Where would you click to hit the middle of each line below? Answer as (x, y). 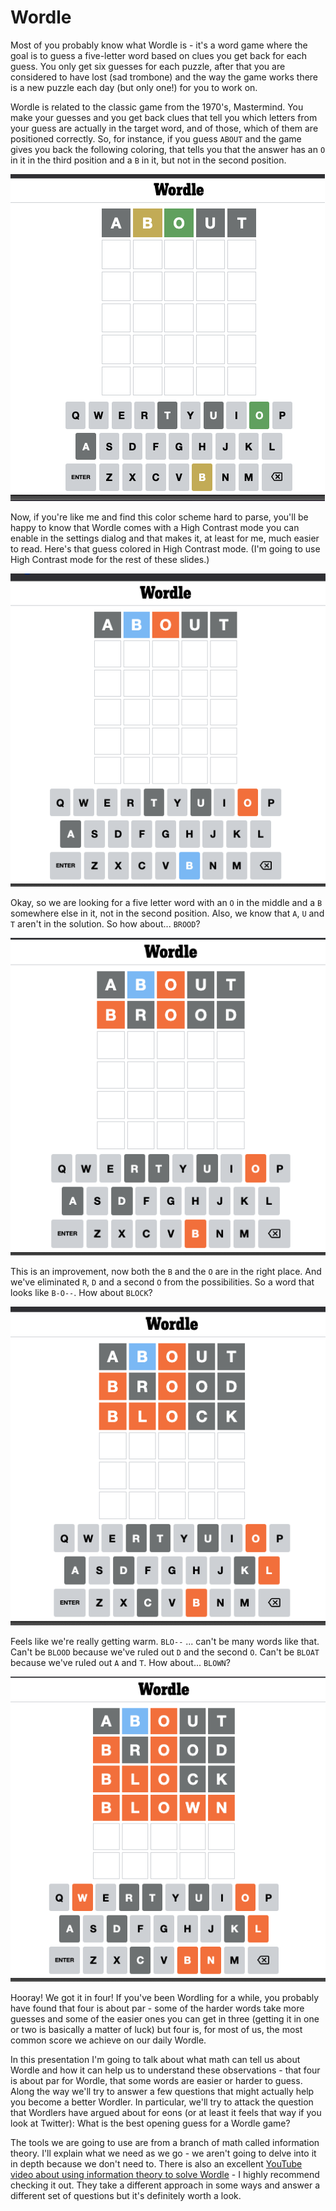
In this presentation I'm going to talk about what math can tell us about (155, 2059)
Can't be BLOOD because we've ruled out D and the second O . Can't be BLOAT (165, 1652)
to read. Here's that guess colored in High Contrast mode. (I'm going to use (165, 548)
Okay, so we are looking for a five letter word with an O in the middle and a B (166, 903)
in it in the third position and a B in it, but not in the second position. (148, 160)
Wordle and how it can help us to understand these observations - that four (165, 2070)
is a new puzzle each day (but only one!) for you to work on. (134, 87)
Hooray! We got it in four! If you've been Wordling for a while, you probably (165, 1997)
